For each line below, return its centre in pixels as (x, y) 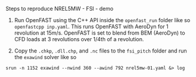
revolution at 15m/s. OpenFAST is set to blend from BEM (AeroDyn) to (100, 33)
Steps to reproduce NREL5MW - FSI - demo (60, 9)
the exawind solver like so (45, 57)
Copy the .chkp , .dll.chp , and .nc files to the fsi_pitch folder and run (101, 51)
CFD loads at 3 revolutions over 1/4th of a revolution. (79, 39)
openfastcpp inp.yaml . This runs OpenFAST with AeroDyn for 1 (91, 27)
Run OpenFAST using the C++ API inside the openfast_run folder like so (102, 20)
